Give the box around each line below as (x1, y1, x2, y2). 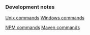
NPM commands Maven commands (5, 24, 80, 30)
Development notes (5, 3, 55, 10)
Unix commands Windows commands (5, 15, 85, 21)
